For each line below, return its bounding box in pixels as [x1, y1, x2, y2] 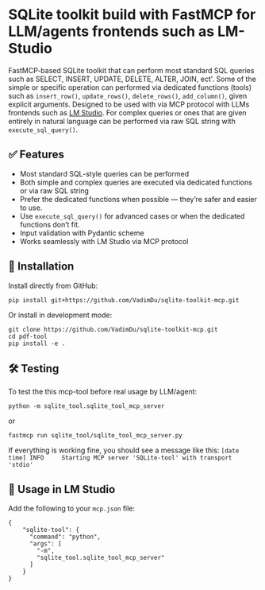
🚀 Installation [8, 260, 75, 274]
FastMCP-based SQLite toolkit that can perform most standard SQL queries [8, 65, 255, 75]
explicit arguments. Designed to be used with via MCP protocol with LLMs [8, 99, 250, 109]
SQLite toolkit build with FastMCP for [8, 6, 256, 24]
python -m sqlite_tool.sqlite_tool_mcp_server [8, 402, 165, 410]
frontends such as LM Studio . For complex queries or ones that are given [8, 107, 248, 117]
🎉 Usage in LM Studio [8, 483, 116, 496]
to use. [19, 203, 43, 212]
